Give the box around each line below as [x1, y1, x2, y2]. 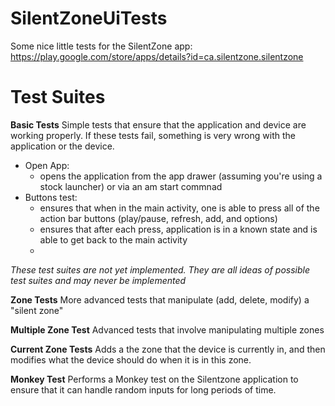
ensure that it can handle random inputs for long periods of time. [10, 383, 277, 396]
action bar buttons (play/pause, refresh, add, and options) [39, 212, 278, 224]
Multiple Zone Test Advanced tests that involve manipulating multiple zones [10, 323, 325, 336]
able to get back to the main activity [39, 233, 188, 246]
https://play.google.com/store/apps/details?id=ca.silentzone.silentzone [10, 50, 304, 62]
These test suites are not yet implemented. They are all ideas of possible [10, 263, 311, 276]
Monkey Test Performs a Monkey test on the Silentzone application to [10, 373, 299, 385]
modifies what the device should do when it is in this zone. [10, 353, 252, 366]
